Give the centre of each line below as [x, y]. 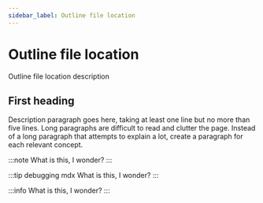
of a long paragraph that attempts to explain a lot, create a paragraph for [126, 137]
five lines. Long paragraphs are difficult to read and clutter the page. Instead [132, 128]
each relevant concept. [46, 145]
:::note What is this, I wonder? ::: [60, 160]
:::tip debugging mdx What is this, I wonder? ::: [83, 175]
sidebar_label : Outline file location [72, 15]
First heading [41, 100]
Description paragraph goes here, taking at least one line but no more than [129, 120]
